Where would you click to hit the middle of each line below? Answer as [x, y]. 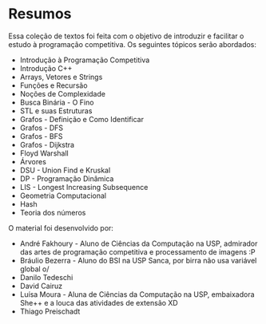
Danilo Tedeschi [46, 277]
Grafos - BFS [41, 136]
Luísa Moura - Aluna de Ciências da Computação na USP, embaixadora [137, 294]
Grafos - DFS [42, 128]
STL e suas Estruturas [56, 111]
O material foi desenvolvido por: [61, 227]
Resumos [40, 14]
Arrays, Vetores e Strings [61, 77]
